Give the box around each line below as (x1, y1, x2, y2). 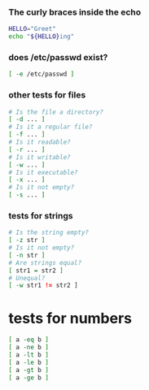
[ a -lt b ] (8, 351, 49, 359)
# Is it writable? (8, 153, 71, 161)
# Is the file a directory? (8, 108, 104, 116)
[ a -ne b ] (8, 344, 49, 352)
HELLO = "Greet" (8, 25, 57, 33)
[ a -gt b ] (8, 366, 49, 374)
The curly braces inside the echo (8, 6, 142, 18)
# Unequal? (8, 274, 46, 282)
